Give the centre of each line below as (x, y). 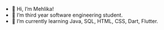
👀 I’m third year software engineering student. (67, 15)
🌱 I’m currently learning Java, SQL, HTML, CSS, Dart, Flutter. (85, 21)
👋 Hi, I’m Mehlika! (33, 9)
